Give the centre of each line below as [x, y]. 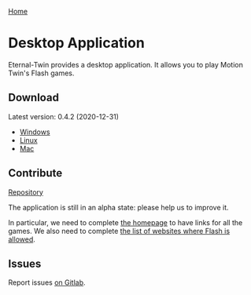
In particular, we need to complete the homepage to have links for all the [125, 222]
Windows [35, 132]
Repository [26, 192]
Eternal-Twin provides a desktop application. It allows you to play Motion [126, 64]
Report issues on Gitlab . [47, 282]
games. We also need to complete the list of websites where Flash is [119, 231]
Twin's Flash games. [41, 73]
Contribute [35, 173]
